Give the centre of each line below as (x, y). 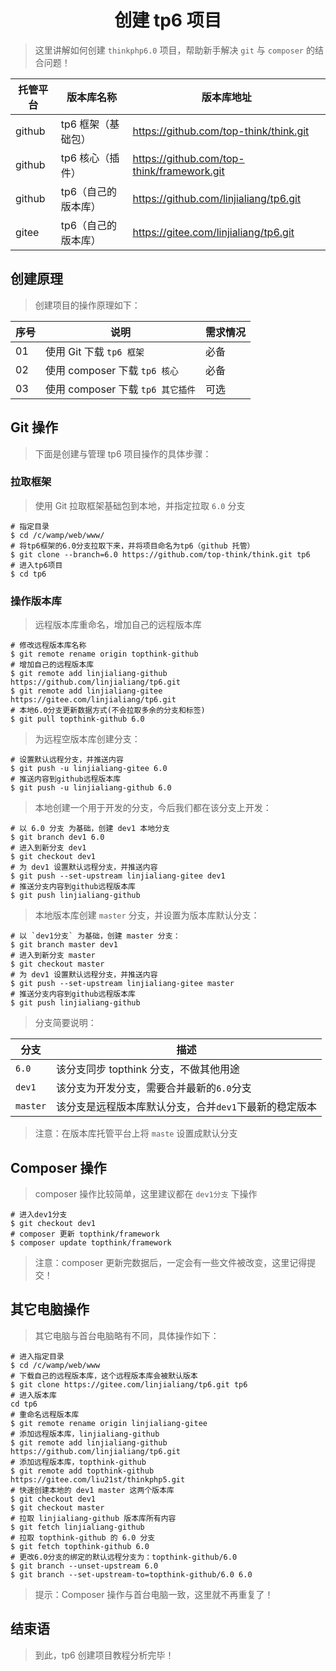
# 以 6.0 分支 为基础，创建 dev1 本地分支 (90, 829)
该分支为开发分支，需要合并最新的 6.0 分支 (154, 1088)
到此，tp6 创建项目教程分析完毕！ (104, 1655)
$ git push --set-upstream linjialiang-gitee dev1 (118, 876)
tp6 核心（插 (90, 158)
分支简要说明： (65, 1023)
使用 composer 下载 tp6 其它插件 (120, 389)
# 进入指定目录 (37, 1356)
